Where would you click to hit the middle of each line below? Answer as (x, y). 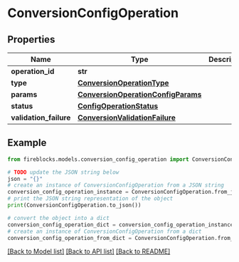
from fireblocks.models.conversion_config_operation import (99, 159)
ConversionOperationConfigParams (140, 94)
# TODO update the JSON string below (63, 172)
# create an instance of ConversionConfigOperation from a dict (105, 231)
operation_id (33, 71)
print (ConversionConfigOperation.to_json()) (74, 205)
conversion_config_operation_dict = (62, 225)
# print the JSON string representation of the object (90, 199)
